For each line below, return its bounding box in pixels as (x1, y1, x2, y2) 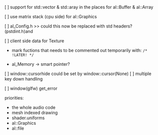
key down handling (4, 76, 43, 81)
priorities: (4, 95, 24, 101)
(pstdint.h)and (4, 28, 33, 34)
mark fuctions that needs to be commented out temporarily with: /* (11, 48, 148, 53)
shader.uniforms (11, 115, 45, 121)
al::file (11, 125, 24, 131)
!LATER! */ (11, 53, 34, 57)
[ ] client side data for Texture (4, 38, 65, 44)
